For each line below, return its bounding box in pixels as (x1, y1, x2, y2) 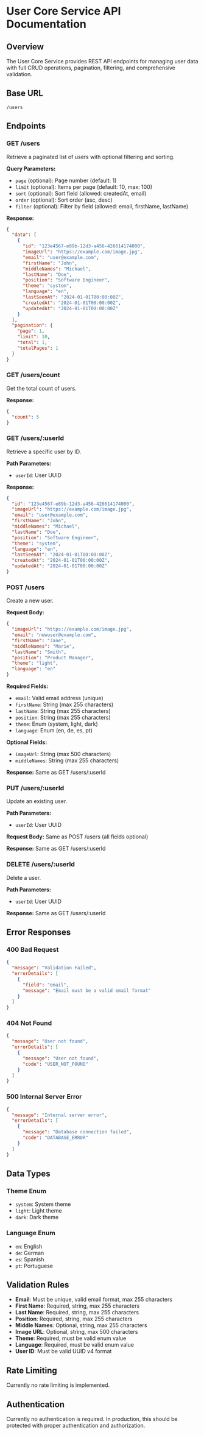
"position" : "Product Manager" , (12, 654, 94, 661)
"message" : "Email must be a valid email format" (22, 987, 151, 994)
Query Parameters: (6, 165, 56, 172)
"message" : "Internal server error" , (12, 1112, 108, 1118)
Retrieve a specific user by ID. (6, 448, 82, 455)
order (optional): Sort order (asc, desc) (15, 196, 113, 204)
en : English (15, 1242, 43, 1250)
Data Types (6, 1168, 51, 1178)
